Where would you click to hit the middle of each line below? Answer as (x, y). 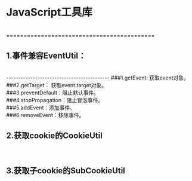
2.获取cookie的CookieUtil (54, 136)
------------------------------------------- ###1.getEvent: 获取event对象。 (97, 78)
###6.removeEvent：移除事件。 (45, 115)
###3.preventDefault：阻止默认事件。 (53, 93)
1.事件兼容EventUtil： (46, 56)
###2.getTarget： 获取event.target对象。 (57, 85)
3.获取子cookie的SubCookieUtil (66, 171)
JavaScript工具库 (49, 12)
